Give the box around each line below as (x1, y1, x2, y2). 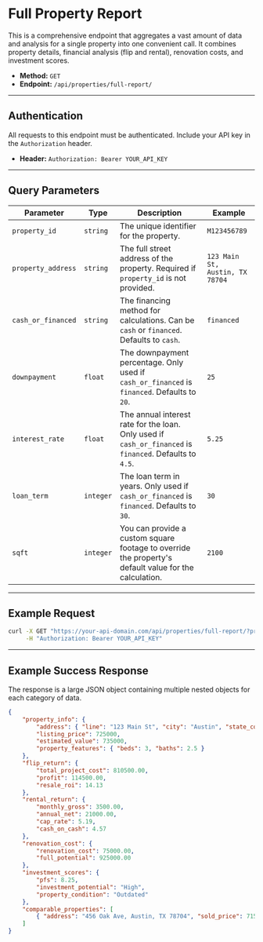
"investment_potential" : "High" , (36, 883, 146, 891)
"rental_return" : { (22, 796, 86, 804)
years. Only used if (120, 480, 189, 491)
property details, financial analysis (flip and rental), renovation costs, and (8, 47, 244, 57)
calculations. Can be (120, 315, 195, 326)
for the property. (120, 230, 181, 241)
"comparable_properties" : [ (22, 905, 113, 913)
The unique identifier (120, 221, 197, 232)
